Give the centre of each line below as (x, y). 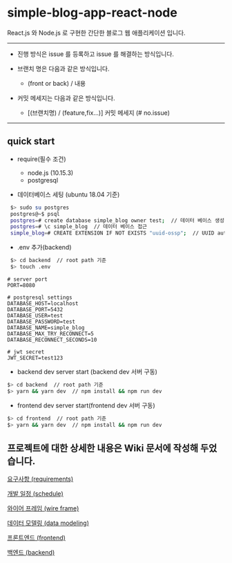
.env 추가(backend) (44, 248)
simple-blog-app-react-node (92, 13)
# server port (28, 279)
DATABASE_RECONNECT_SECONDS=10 (52, 340)
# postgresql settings (40, 297)
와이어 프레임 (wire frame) (43, 508)
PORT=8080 (21, 285)
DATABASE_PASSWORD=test (41, 322)
